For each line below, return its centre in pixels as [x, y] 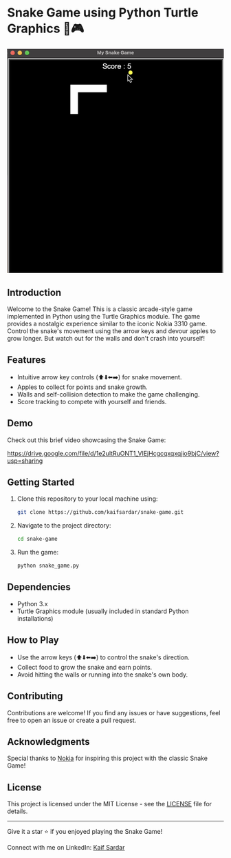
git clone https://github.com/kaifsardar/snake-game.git [100, 512]
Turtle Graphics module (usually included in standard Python [103, 611]
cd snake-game [37, 539]
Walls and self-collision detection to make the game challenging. [108, 394]
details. [18, 811]
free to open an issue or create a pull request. [72, 720]
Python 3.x [32, 603]
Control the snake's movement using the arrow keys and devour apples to [112, 331]
